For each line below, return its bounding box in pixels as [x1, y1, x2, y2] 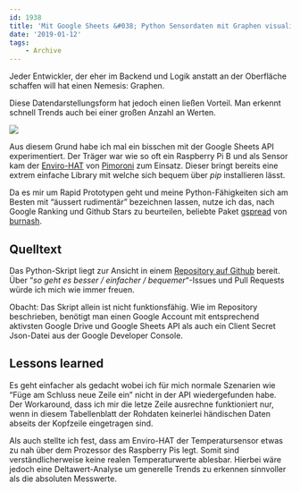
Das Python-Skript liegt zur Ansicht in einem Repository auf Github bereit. [9, 265, 280, 275]
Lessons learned [9, 356, 104, 371]
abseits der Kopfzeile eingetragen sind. [9, 418, 154, 428]
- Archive [25, 47, 62, 55]
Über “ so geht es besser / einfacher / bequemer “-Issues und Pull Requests [9, 275, 285, 285]
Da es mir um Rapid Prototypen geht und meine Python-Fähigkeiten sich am [9, 187, 288, 198]
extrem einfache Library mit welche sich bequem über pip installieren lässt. [9, 170, 286, 181]
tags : [9, 38, 29, 47]
